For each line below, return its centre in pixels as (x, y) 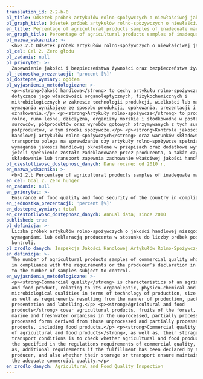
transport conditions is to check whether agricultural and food (96, 338)
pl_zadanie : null (28, 57)
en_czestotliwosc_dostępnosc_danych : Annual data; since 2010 (86, 215)
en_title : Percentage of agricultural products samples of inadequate (97, 29)
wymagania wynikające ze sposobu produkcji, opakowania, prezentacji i (104, 107)
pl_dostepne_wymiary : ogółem (43, 79)
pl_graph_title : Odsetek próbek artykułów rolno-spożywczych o (88, 23)
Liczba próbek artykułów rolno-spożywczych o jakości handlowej (94, 231)
